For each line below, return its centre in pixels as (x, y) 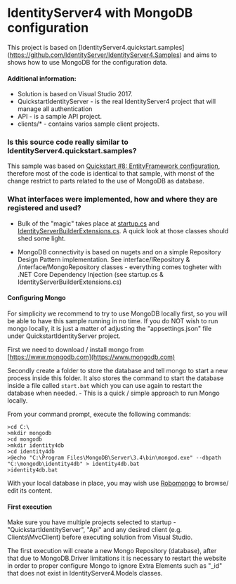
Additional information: (42, 78)
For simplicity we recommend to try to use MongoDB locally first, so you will (117, 313)
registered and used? (45, 208)
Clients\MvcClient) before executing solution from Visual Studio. (100, 537)
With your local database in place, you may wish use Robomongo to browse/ (118, 483)
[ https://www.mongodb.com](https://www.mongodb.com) (91, 357)
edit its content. (30, 491)
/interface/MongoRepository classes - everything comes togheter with (119, 267)
